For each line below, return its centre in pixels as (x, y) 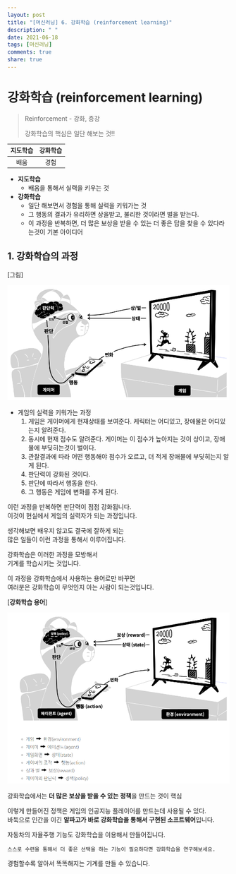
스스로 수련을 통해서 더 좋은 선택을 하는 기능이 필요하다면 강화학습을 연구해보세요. (112, 850)
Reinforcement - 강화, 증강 (62, 118)
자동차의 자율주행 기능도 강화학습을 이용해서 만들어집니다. (86, 835)
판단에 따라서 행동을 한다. (63, 483)
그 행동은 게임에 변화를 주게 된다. (73, 492)
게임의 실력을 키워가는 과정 (54, 412)
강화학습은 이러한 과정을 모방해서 (53, 555)
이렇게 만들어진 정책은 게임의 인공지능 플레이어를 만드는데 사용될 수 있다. (107, 811)
